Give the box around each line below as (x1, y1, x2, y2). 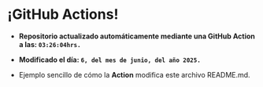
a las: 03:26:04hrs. (18, 39, 81, 49)
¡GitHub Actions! (7, 5, 119, 24)
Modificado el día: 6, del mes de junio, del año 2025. (18, 55, 202, 64)
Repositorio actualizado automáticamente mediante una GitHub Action (18, 31, 255, 41)
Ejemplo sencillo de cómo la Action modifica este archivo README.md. (18, 70, 250, 79)
